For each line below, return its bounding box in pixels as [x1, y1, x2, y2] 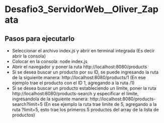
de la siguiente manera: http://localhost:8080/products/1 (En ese [12, 75, 146, 80]
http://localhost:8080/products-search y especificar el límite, [12, 91, 139, 96]
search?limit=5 [12, 101, 43, 107]
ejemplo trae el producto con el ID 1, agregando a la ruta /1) [12, 80, 135, 86]
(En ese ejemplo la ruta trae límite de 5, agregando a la [44, 101, 157, 107]
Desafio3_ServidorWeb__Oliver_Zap [5, 4, 159, 15]
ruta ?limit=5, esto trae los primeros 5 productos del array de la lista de [12, 107, 159, 112]
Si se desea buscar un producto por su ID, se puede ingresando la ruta [12, 69, 159, 75]
